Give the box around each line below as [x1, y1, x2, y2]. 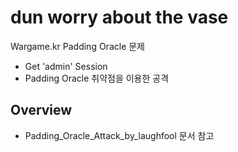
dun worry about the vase [10, 6, 229, 29]
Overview [10, 102, 73, 119]
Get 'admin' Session [24, 60, 108, 72]
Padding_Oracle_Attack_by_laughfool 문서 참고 [24, 129, 215, 141]
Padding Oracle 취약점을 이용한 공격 [24, 72, 170, 84]
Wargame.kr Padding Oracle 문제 [10, 40, 145, 52]
